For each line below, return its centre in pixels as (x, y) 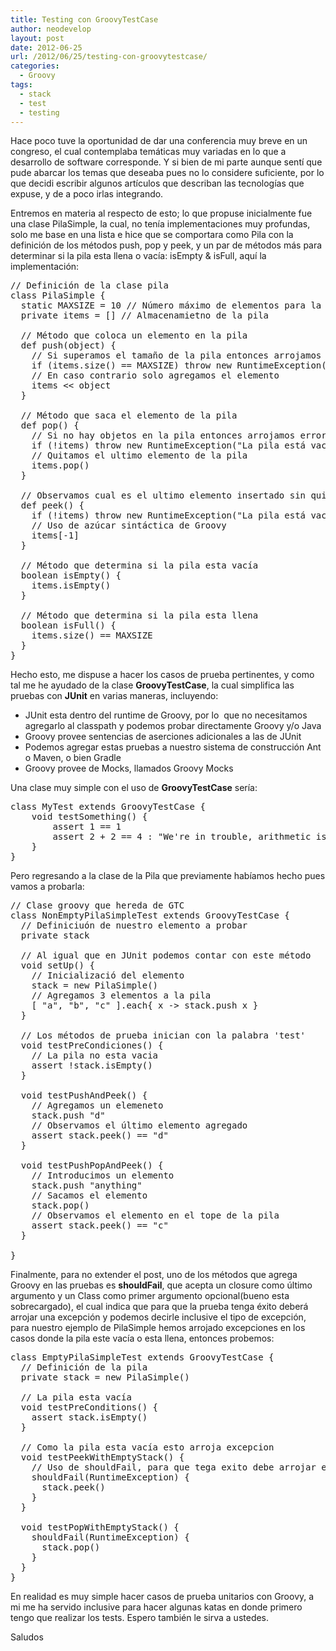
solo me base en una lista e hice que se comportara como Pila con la (152, 235)
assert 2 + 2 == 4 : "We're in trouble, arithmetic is (189, 837)
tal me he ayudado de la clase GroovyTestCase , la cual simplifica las (152, 685)
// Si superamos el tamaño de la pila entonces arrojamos (176, 355)
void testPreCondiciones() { (92, 1045)
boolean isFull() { (68, 625)
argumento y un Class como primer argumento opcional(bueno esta (150, 1296)
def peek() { (52, 505)
